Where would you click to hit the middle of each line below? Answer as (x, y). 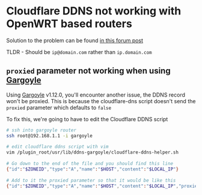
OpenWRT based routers (69, 24)
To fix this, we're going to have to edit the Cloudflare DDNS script (87, 119)
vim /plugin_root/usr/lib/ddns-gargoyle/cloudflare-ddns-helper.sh (93, 152)
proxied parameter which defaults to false (59, 107)
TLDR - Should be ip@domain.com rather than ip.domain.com (79, 52)
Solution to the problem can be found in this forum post (75, 40)
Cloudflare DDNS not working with (94, 11)
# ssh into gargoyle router (41, 130)
